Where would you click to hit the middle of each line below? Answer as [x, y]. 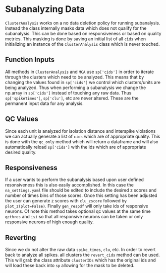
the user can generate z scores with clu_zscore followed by [66, 201]
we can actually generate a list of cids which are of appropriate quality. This [83, 136]
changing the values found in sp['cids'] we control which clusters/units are [83, 82]
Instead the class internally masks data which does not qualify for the [76, 28]
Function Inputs [30, 60]
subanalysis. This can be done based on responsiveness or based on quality [83, 33]
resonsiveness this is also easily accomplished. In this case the [69, 185]
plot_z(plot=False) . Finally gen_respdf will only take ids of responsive [77, 206]
